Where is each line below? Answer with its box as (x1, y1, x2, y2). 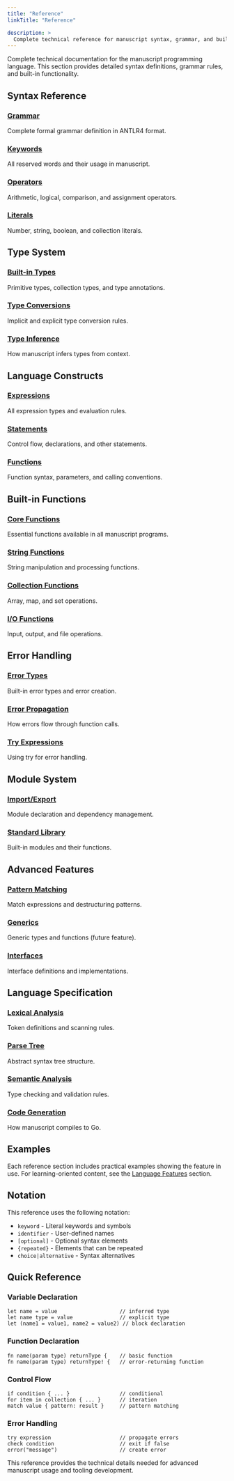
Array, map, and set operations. (7, 597, 97, 605)
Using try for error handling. (7, 753, 88, 762)
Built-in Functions (7, 493, 86, 505)
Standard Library (7, 827, 66, 837)
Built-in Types (7, 268, 56, 277)
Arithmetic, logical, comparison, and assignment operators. (7, 193, 178, 201)
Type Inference (7, 334, 60, 344)
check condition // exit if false (7, 1441, 170, 1448)
